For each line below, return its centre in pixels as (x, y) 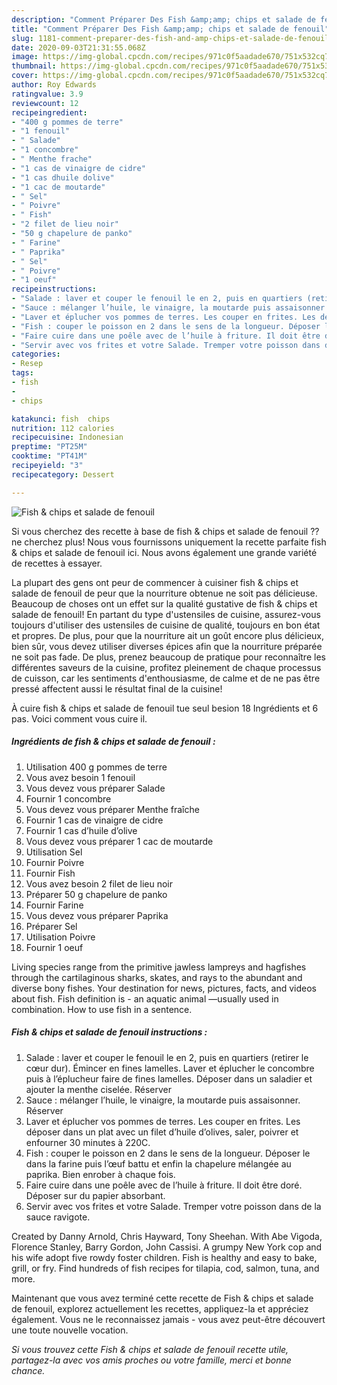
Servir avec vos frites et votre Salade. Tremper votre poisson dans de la (173, 1206)
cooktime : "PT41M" (49, 456)
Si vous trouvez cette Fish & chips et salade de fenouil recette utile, (150, 1349)
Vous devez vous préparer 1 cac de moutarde (119, 841)
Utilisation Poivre (60, 937)
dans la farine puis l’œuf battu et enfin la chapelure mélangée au (158, 1163)
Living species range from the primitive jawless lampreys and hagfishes (159, 967)
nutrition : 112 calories (63, 428)
